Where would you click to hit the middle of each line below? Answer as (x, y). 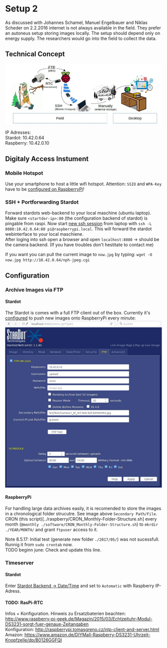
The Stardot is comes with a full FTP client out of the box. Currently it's (78, 313)
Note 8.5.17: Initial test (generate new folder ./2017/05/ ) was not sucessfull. (82, 539)
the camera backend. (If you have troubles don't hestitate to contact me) (80, 245)
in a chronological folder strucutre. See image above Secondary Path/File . (81, 513)
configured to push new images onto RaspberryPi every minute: (71, 318)
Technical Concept (35, 54)
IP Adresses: (18, 132)
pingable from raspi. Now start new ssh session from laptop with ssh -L (79, 224)
